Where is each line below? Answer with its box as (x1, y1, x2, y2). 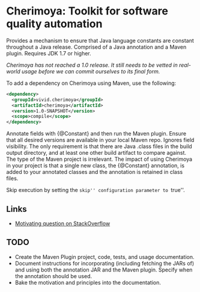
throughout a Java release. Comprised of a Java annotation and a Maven (6, 43, 187, 51)
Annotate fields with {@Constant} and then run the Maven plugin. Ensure (6, 130, 187, 137)
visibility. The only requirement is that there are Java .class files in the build (6, 143, 192, 150)
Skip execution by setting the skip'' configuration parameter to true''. (6, 187, 185, 194)
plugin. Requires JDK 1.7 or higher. (6, 49, 91, 57)
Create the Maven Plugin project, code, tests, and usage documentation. (14, 253, 195, 260)
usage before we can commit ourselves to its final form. (22, 67, 160, 75)
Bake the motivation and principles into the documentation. (14, 279, 161, 286)
